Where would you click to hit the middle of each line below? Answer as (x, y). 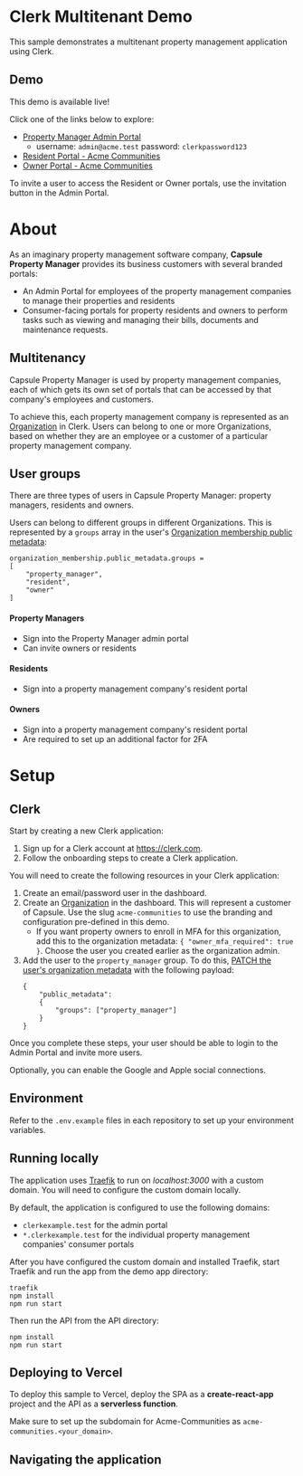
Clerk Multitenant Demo (101, 17)
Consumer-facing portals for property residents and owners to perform (155, 310)
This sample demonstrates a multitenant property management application (148, 42)
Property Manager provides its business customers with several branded (146, 263)
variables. (28, 1129)
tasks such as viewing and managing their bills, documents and (141, 319)
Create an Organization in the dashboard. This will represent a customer (156, 902)
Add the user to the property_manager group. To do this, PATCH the (147, 960)
